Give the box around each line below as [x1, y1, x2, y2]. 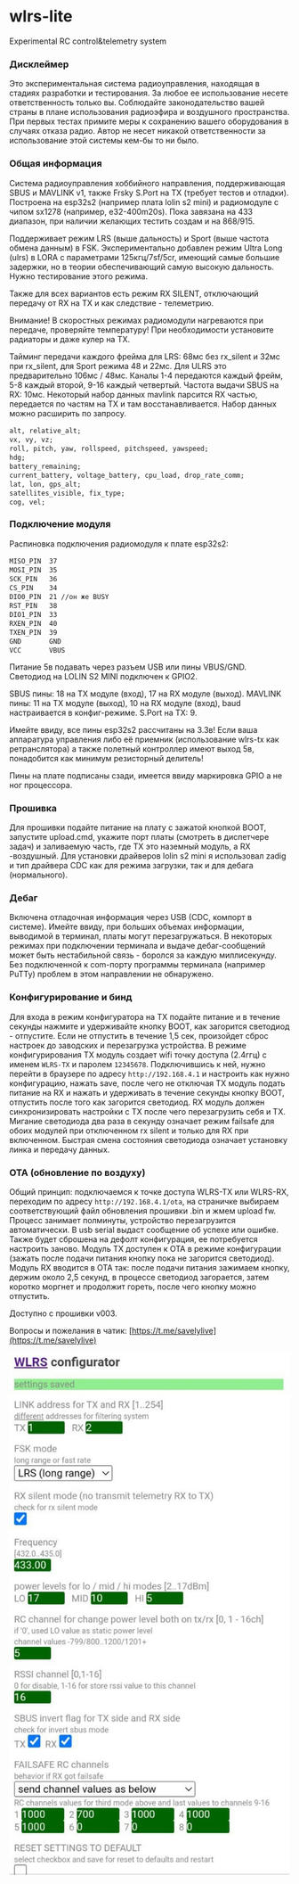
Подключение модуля [9, 518, 111, 531]
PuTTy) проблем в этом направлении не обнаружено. [9, 969, 214, 980]
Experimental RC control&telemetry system [9, 36, 167, 46]
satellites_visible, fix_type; [9, 489, 125, 498]
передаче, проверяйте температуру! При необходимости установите [9, 324, 274, 335]
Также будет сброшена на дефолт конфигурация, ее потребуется [9, 1234, 258, 1245]
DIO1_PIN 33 [9, 610, 58, 619]
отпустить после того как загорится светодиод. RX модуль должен [9, 1097, 265, 1107]
